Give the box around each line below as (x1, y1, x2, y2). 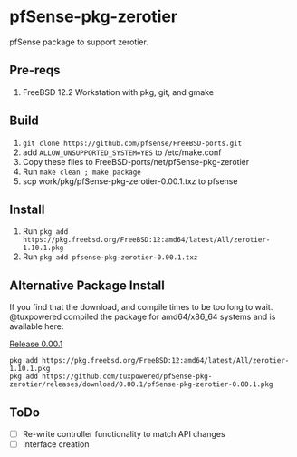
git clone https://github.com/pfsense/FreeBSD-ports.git (22, 139, 243, 148)
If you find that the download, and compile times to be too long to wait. (9, 302, 273, 313)
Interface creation (22, 439, 90, 450)
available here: (9, 321, 64, 332)
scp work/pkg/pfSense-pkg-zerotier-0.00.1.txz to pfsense (22, 175, 238, 187)
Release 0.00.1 (9, 338, 63, 350)
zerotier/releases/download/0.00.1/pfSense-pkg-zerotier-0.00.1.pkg (9, 380, 273, 389)
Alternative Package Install (9, 277, 165, 293)
